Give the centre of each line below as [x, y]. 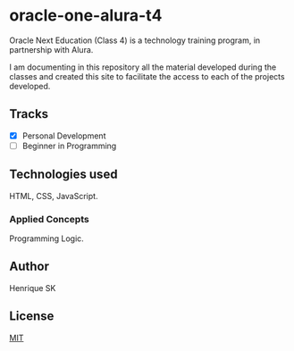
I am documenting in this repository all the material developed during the [143, 67]
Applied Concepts [49, 219]
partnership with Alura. [51, 49]
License [32, 317]
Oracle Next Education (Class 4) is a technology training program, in [135, 40]
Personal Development [64, 136]
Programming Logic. [47, 238]
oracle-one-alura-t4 [86, 16]
